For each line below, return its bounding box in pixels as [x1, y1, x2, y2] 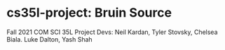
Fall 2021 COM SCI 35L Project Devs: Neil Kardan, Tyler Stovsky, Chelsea [6, 28, 218, 36]
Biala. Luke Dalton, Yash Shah [6, 35, 93, 43]
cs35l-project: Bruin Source [6, 5, 172, 21]
